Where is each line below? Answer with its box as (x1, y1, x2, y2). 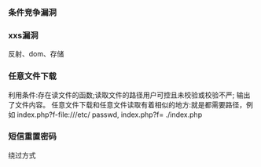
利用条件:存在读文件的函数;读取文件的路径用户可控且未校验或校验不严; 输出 (8, 90, 251, 100)
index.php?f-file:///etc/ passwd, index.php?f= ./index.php (17, 110, 203, 119)
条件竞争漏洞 (8, 6, 57, 17)
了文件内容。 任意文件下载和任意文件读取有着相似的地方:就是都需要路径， (8, 100, 246, 109)
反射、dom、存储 (8, 49, 64, 59)
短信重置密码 (8, 131, 57, 142)
